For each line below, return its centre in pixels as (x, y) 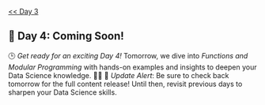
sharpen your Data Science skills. (62, 92)
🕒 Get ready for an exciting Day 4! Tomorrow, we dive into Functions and (128, 55)
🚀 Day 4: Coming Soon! (66, 36)
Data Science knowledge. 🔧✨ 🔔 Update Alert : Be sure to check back (119, 75)
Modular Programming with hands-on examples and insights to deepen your (132, 67)
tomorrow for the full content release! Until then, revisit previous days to (125, 84)
